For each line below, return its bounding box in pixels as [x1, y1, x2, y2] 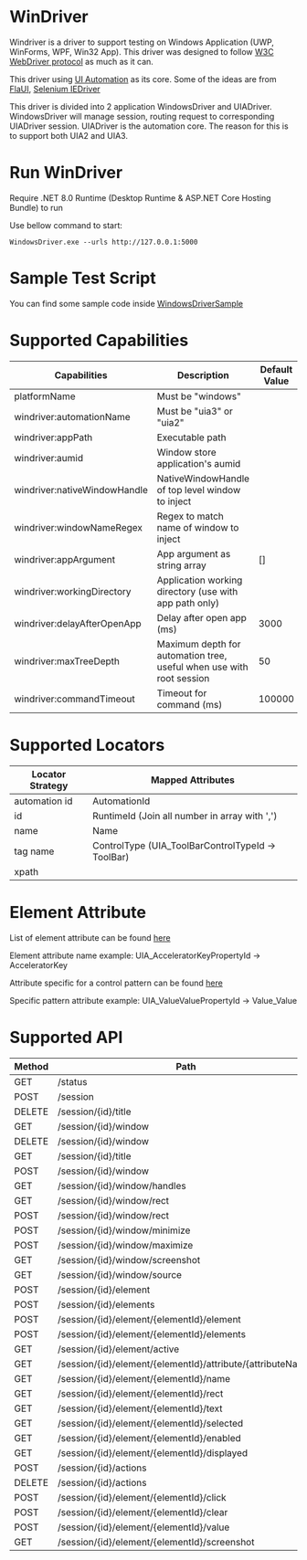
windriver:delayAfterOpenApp [14, 617, 142, 629]
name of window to [156, 521, 239, 533]
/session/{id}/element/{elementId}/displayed [58, 1446, 249, 1459]
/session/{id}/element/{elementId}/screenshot [58, 1535, 255, 1548]
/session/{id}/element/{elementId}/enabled [58, 1431, 242, 1444]
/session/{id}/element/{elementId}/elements [58, 1327, 247, 1340]
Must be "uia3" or [156, 405, 233, 417]
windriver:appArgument [14, 553, 116, 565]
